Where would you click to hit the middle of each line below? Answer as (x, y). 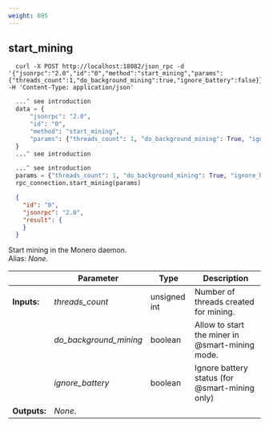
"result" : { (42, 220)
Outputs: (29, 411)
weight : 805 (28, 16)
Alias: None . (28, 259)
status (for (214, 378)
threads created (225, 302)
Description (226, 279)
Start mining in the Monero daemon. (68, 250)
